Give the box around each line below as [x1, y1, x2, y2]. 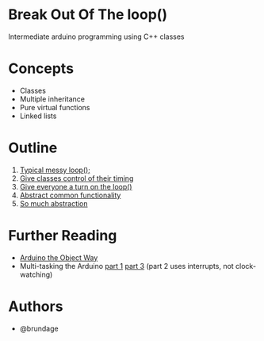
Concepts [8, 59, 74, 78]
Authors [8, 297, 63, 315]
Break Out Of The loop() [8, 6, 168, 24]
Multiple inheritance [19, 94, 86, 104]
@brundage [19, 324, 59, 333]
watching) [19, 270, 53, 279]
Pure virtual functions [19, 102, 90, 112]
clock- [235, 261, 256, 270]
